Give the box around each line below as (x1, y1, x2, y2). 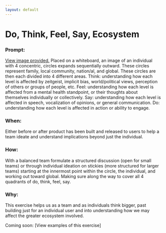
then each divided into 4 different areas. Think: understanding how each (5, 73, 153, 79)
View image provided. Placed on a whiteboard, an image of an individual (5, 58, 153, 63)
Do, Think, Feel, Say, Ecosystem (5, 28, 140, 40)
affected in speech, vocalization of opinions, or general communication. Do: (5, 100, 160, 106)
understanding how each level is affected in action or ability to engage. (5, 105, 150, 111)
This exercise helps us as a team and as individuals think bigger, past (5, 202, 146, 208)
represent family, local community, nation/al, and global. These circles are (5, 68, 156, 74)
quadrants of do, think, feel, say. (5, 178, 71, 184)
